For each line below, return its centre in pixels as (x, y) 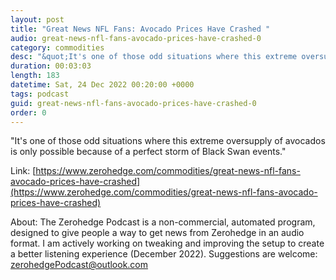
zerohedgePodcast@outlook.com (79, 265)
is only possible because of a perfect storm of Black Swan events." (148, 152)
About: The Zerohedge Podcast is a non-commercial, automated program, (163, 222)
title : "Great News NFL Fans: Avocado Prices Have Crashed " (140, 29)
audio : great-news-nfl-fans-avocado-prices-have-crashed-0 (136, 38)
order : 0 (28, 112)
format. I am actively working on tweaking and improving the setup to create (167, 243)
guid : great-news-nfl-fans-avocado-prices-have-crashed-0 (133, 103)
